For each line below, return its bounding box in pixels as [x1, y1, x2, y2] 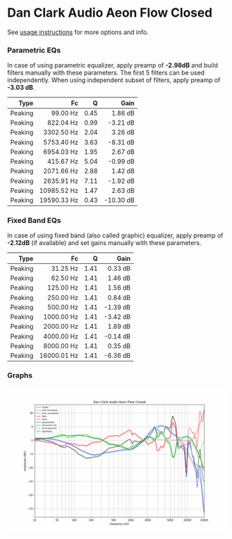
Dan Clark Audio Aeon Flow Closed [7, 5, 213, 21]
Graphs [7, 370, 33, 380]
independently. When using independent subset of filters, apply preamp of [7, 76, 221, 84]
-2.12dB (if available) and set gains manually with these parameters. [7, 239, 201, 247]
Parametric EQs [7, 45, 61, 55]
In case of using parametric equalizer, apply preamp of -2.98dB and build [7, 61, 218, 70]
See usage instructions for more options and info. [7, 28, 149, 36]
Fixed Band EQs [7, 215, 61, 225]
